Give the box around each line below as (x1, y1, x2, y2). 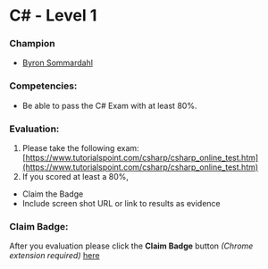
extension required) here (9, 250, 100, 261)
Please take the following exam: (21, 143, 140, 154)
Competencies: (9, 80, 78, 92)
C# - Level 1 (9, 5, 97, 26)
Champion (9, 38, 55, 50)
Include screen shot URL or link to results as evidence (21, 198, 221, 209)
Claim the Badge (21, 189, 84, 199)
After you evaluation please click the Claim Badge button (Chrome (9, 240, 254, 251)
